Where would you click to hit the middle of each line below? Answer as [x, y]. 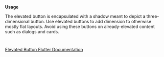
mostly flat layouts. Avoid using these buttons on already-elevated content [80, 27]
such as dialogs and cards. [32, 32]
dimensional [17, 21]
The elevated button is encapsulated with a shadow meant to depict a [75, 16]
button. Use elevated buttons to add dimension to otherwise [91, 21]
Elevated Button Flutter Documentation [44, 50]
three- [152, 16]
